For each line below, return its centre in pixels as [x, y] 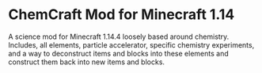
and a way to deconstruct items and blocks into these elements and [118, 53]
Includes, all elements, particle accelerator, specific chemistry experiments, [131, 44]
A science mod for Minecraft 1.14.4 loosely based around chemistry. [119, 36]
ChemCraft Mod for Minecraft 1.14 [122, 15]
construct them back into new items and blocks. [86, 62]
